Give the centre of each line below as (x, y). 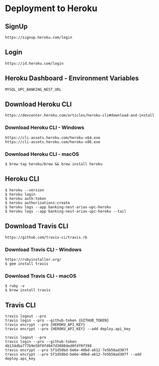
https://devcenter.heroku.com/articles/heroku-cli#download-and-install (80, 115)
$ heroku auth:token (26, 199)
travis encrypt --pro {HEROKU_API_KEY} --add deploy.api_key (68, 329)
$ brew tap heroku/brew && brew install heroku (54, 164)
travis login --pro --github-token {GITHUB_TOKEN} (57, 320)
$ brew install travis (28, 290)
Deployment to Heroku (51, 8)
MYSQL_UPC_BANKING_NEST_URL (33, 89)
